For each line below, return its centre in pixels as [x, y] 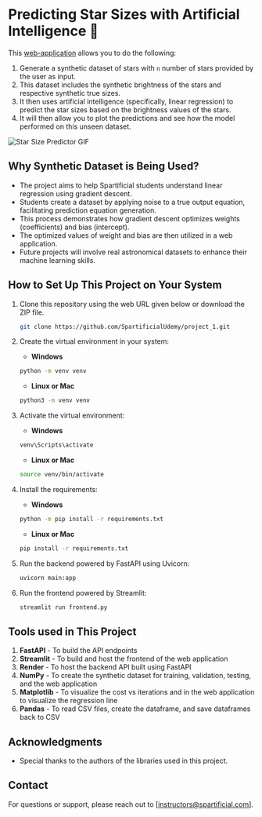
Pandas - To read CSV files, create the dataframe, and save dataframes [135, 709]
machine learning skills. [57, 260]
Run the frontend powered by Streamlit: [83, 593]
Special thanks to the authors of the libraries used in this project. [124, 761]
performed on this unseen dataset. [75, 126]
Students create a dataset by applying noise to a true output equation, [132, 202]
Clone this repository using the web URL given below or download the [132, 304]
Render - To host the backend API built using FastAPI [105, 667]
